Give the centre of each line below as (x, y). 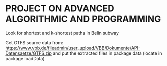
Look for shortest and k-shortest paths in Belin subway (62, 33)
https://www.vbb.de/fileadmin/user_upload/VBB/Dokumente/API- (73, 48)
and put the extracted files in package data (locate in (107, 53)
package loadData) (25, 58)
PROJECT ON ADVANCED (60, 9)
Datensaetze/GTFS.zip (28, 53)
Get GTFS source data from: (34, 42)
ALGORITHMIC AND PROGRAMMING (83, 19)
